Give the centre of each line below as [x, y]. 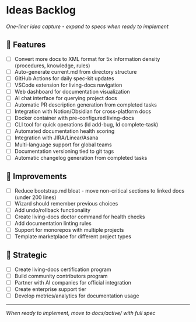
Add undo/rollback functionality [52, 210]
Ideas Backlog [41, 10]
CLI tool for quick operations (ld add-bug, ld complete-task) [86, 125]
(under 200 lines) [35, 197]
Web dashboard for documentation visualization [72, 92]
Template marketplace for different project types [73, 236]
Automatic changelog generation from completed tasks [81, 157]
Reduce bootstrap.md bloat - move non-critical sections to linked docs [99, 190]
